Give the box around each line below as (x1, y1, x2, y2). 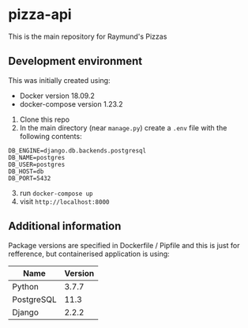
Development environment (8, 55, 143, 68)
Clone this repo (19, 115, 70, 124)
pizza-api (8, 6, 73, 24)
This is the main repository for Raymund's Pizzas (8, 32, 167, 41)
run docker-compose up (19, 188, 93, 198)
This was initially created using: (8, 75, 111, 85)
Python (12, 281, 39, 292)
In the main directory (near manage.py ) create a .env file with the (19, 123, 227, 132)
